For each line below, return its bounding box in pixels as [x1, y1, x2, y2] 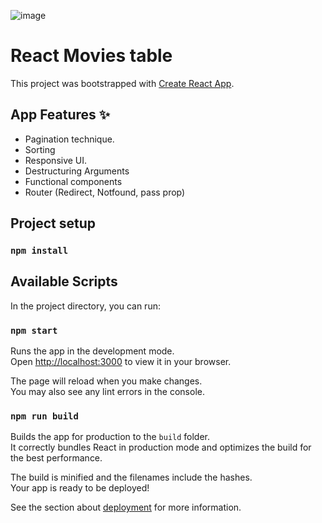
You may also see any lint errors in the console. [10, 386, 205, 398]
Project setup [10, 215, 97, 232]
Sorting [24, 143, 56, 155]
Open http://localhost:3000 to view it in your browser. [10, 356, 232, 368]
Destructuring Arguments [24, 165, 130, 177]
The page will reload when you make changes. [10, 375, 203, 387]
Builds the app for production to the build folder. [10, 431, 211, 443]
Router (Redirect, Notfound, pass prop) [24, 186, 186, 198]
